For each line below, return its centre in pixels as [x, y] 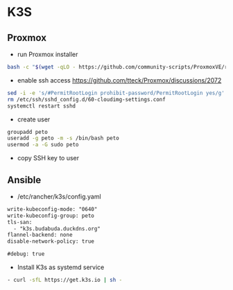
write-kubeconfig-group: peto [51, 216]
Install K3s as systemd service [61, 267]
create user [34, 119]
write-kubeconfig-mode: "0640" [52, 209]
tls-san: [20, 222]
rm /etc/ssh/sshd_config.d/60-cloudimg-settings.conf [87, 99]
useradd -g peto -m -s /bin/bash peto [63, 138]
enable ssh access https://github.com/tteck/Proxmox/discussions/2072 [119, 80]
